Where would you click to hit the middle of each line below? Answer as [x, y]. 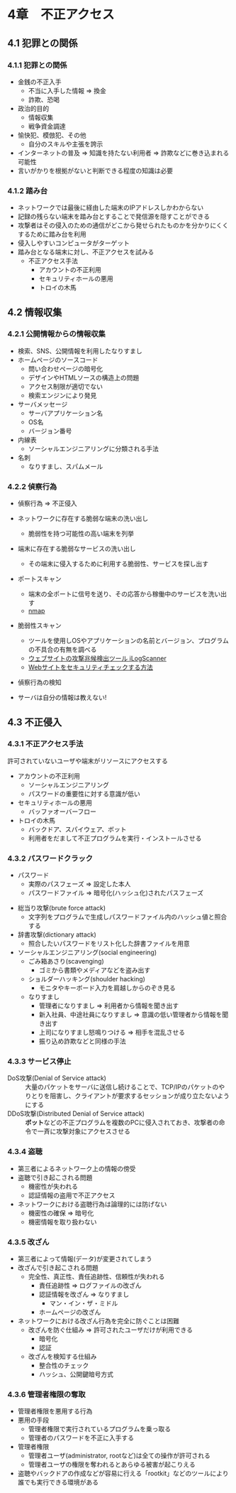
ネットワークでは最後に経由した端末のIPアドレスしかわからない [111, 207]
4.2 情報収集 [35, 312]
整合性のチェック [64, 1366]
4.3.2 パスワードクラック [50, 858]
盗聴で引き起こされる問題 [55, 1177]
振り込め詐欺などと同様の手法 [82, 1041]
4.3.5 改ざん [28, 1242]
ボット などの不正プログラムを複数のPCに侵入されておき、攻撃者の [122, 1123]
